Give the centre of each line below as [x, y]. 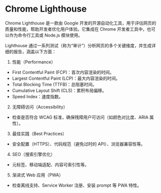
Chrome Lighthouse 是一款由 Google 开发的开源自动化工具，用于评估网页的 [81, 23]
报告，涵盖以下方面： [35, 52]
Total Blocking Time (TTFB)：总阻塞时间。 [54, 84]
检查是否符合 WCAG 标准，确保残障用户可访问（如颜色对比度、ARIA [80, 117]
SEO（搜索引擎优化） [33, 154]
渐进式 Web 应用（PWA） [38, 175]
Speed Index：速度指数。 [37, 96]
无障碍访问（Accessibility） [40, 107]
